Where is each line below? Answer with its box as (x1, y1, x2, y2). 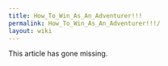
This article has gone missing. (8, 49, 108, 59)
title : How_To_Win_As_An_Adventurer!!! (8, 11, 143, 20)
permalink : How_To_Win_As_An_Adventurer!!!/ (8, 19, 161, 27)
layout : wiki (8, 27, 52, 35)
